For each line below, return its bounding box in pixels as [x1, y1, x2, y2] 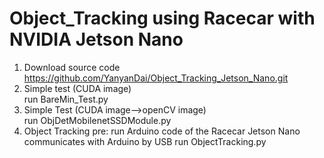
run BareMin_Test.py [23, 93, 109, 105]
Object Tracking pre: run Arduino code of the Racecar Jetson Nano [23, 125, 301, 137]
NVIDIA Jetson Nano [9, 28, 184, 51]
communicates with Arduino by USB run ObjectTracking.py [23, 135, 267, 147]
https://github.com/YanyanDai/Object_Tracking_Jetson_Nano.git [23, 72, 289, 84]
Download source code [23, 61, 121, 73]
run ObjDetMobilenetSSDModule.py [23, 114, 172, 126]
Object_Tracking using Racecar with [9, 7, 316, 30]
